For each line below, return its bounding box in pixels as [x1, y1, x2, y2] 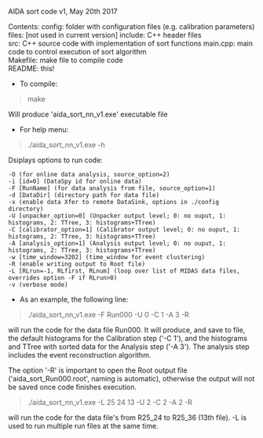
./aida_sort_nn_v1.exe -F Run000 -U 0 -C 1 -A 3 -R [27, 310, 190, 319]
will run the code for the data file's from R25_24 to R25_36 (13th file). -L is [8, 413, 247, 422]
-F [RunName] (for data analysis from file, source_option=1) [8, 184, 216, 192]
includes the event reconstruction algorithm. [8, 351, 152, 359]
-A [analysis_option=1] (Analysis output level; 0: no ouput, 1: [8, 239, 226, 247]
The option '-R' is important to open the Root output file [8, 366, 188, 375]
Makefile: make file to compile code [8, 55, 123, 65]
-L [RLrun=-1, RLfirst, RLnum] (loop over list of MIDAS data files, [8, 267, 241, 275]
